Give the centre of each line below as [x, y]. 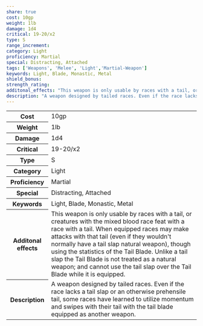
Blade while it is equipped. [88, 274]
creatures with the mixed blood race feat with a [118, 222]
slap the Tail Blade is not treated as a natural [114, 259]
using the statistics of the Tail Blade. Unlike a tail [119, 252]
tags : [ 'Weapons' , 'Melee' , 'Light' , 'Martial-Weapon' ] [77, 68]
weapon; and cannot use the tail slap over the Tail [121, 267]
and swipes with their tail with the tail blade [112, 307]
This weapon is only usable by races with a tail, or [121, 214]
